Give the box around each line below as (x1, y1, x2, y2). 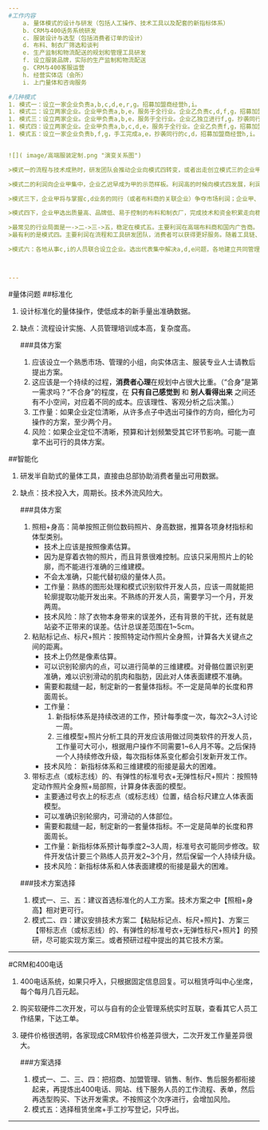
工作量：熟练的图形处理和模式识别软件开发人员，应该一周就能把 (43, 581, 254, 591)
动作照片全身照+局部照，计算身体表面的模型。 (38, 781, 191, 791)
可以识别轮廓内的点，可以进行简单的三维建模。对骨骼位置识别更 (43, 661, 254, 671)
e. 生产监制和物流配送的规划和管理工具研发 (22, 49, 147, 57)
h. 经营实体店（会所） (22, 71, 88, 79)
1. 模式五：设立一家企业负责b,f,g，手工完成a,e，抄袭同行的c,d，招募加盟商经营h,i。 (8, 130, 259, 138)
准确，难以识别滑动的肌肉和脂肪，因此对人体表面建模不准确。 (43, 672, 247, 681)
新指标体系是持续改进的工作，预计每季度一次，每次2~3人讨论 (55, 712, 258, 721)
